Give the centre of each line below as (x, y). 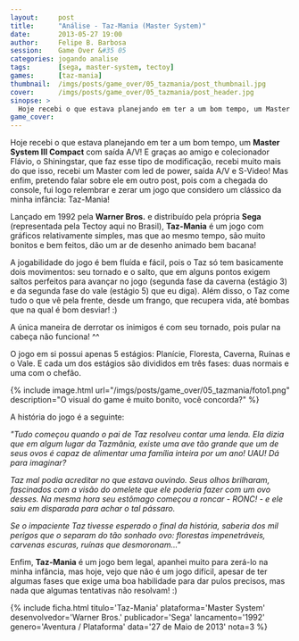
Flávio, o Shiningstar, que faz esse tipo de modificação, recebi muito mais (146, 162)
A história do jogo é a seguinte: (67, 417)
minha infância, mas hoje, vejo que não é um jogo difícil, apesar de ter (139, 571)
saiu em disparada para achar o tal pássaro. (93, 509)
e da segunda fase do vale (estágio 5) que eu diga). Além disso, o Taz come (150, 291)
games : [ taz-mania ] (56, 76)
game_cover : (32, 117)
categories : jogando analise (64, 59)
